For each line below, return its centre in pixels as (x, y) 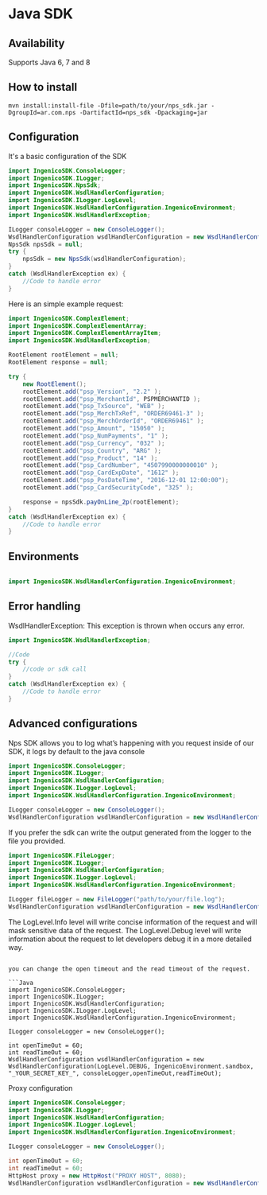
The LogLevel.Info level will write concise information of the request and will (133, 922)
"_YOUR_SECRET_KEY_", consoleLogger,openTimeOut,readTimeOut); (115, 1073)
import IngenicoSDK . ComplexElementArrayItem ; (85, 333)
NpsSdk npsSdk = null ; (46, 244)
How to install (43, 87)
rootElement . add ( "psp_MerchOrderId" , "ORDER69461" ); (113, 421)
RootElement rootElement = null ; (64, 355)
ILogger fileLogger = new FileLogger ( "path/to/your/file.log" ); (117, 900)
